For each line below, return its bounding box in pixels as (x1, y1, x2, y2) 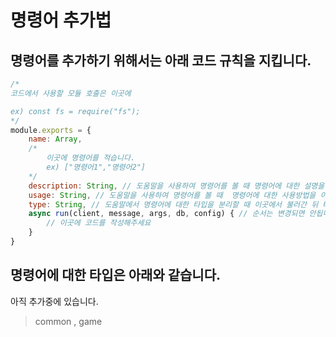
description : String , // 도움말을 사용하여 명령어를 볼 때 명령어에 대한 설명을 (28, 181, 325, 191)
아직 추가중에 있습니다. (10, 295, 99, 307)
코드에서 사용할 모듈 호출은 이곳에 (10, 88, 132, 98)
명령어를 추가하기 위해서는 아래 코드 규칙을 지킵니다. (10, 52, 312, 69)
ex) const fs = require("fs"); (10, 106, 141, 116)
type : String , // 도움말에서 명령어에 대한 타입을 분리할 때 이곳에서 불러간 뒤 (28, 199, 319, 210)
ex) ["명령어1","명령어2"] (46, 162, 146, 172)
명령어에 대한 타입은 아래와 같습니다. (10, 267, 222, 284)
